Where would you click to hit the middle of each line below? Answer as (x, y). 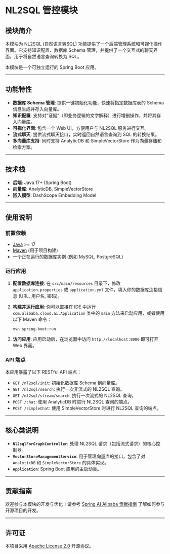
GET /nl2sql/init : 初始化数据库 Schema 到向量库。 (66, 383)
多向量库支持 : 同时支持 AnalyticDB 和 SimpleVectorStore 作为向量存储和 (87, 140)
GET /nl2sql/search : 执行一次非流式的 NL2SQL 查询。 (69, 389)
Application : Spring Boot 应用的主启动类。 (57, 469)
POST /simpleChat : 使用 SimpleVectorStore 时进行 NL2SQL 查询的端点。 (87, 408)
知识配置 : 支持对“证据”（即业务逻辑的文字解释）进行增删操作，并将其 (84, 115)
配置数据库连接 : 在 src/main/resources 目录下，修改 (67, 283)
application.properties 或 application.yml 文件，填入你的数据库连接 (85, 289)
